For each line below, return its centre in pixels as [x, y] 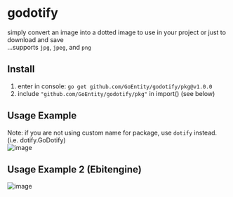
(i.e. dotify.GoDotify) [36, 140]
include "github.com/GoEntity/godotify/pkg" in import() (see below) [116, 93]
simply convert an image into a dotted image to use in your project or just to [117, 32]
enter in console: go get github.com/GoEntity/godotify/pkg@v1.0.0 [115, 86]
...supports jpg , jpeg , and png [49, 47]
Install [21, 69]
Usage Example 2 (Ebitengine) [74, 169]
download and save [36, 39]
